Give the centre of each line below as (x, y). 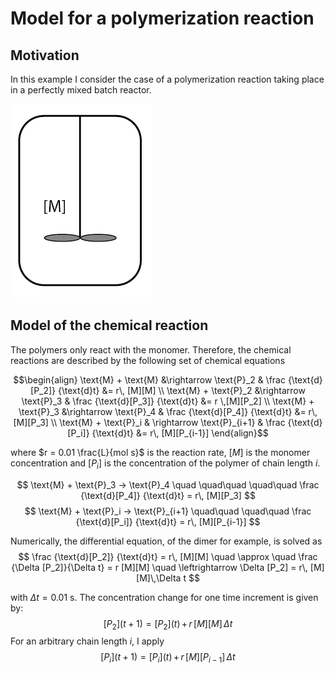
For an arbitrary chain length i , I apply (87, 641)
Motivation (45, 55)
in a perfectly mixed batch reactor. (81, 90)
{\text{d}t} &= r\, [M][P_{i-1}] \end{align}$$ (180, 433)
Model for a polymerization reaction (162, 18)
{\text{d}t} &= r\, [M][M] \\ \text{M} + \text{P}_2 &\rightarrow (182, 390)
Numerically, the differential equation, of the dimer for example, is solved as (166, 541)
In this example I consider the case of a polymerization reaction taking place (167, 79)
